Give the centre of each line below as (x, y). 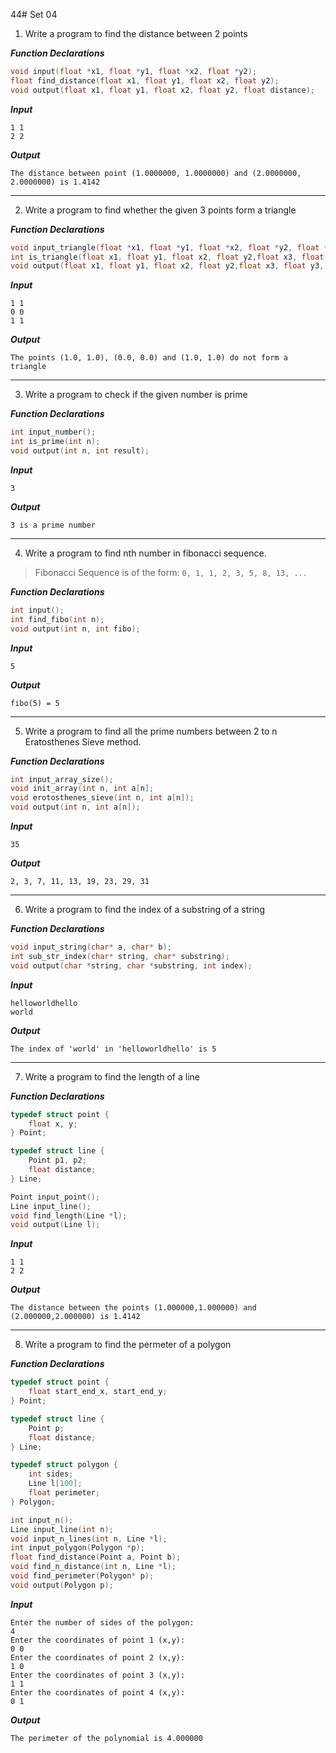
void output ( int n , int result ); (80, 451)
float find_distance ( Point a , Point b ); (96, 1557)
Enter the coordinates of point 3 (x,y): (98, 1675)
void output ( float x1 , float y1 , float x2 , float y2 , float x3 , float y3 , (167, 266)
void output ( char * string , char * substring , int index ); (131, 965)
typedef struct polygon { (64, 1465)
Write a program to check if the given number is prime (136, 395)
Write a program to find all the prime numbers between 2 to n (151, 731)
